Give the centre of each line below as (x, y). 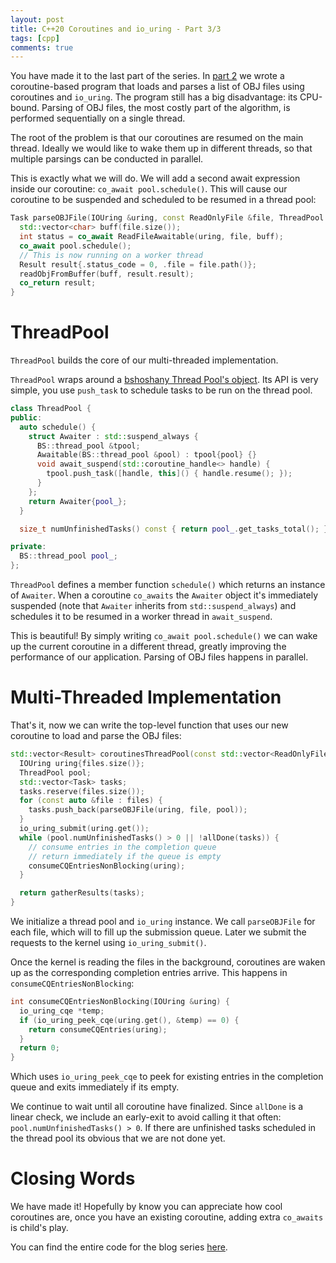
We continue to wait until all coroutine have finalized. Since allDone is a (157, 1107)
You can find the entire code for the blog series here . (119, 1247)
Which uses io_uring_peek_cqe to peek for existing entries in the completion (167, 1077)
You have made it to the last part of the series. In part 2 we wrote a (147, 76)
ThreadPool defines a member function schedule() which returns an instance (168, 585)
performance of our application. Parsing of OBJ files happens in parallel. (159, 657)
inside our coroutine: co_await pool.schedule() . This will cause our (149, 189)
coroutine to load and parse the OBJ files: (96, 735)
